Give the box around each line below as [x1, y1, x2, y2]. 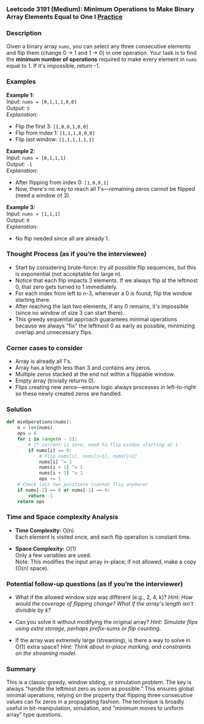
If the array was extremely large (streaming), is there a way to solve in [15, 637, 191, 644]
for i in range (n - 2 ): [17, 436, 78, 442]
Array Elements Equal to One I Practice [6, 12, 123, 21]
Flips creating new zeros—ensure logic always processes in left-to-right [15, 384, 196, 391]
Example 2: [6, 147, 35, 154]
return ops [17, 498, 45, 504]
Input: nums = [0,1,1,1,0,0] [6, 98, 77, 105]
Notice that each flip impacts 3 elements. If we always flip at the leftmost [15, 276, 198, 284]
